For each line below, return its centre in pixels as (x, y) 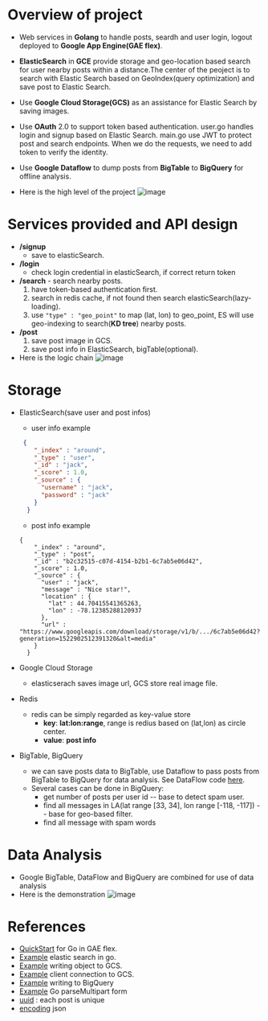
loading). (46, 306)
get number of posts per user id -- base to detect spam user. (144, 797)
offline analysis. (45, 176)
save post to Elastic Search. (65, 87)
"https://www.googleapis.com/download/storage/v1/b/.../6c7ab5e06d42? (140, 631)
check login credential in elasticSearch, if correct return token (133, 272)
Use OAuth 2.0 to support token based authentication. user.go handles (136, 126)
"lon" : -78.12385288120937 (95, 610)
